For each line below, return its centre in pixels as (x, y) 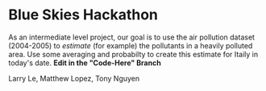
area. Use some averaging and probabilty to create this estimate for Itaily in (133, 54)
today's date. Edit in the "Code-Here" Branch (85, 63)
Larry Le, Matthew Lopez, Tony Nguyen (74, 78)
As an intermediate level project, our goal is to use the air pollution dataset (132, 37)
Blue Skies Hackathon (83, 15)
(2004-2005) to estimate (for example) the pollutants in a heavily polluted (131, 45)
